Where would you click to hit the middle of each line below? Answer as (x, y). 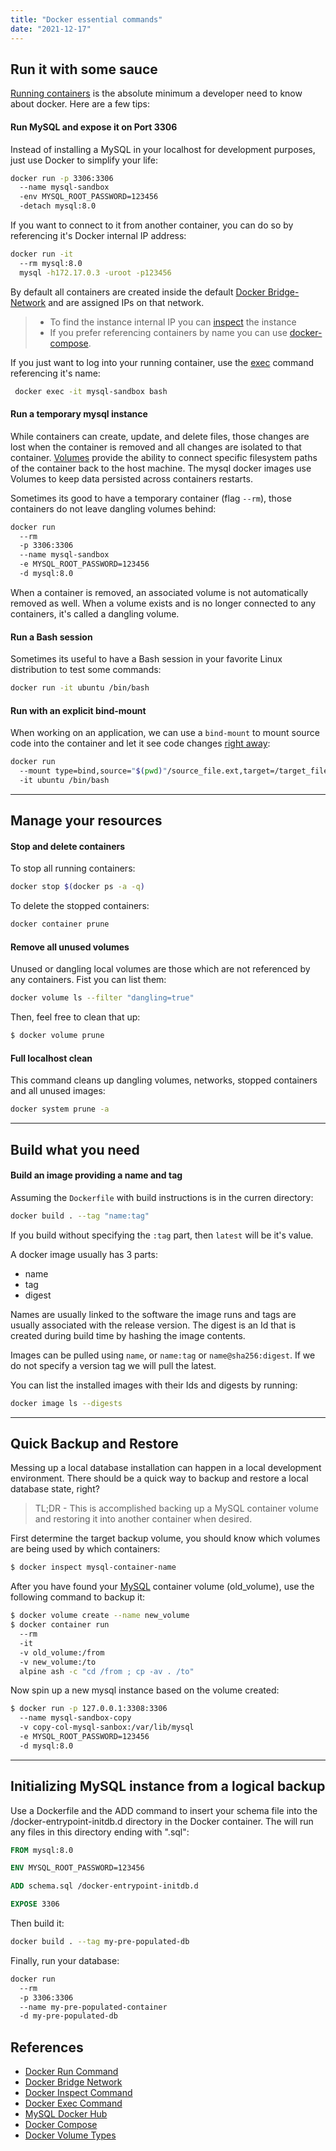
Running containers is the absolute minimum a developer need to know (156, 93)
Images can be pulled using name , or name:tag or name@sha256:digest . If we (163, 1355)
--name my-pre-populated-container (93, 2007)
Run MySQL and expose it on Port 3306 (94, 127)
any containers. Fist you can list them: (88, 980)
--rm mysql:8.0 (51, 263)
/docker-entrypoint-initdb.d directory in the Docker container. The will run (162, 1821)
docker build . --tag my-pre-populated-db (100, 1942)
